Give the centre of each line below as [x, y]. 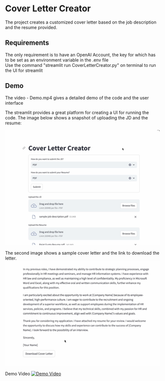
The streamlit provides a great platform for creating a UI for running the [77, 112]
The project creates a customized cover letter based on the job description [81, 22]
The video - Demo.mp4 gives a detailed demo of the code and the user [77, 98]
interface [14, 103]
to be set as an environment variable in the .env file [57, 60]
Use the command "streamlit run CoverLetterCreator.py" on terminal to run [81, 65]
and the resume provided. [31, 27]
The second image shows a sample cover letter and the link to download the [82, 253]
